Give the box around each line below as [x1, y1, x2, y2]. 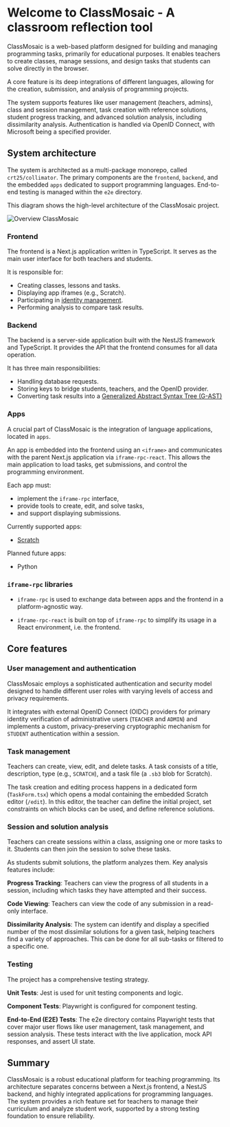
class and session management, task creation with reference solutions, [7, 105, 208, 114]
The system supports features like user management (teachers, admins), [7, 98, 213, 106]
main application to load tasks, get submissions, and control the [7, 460, 187, 468]
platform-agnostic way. [16, 602, 84, 610]
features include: [7, 866, 55, 874]
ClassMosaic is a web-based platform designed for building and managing [7, 42, 218, 50]
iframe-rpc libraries [7, 579, 73, 589]
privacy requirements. [7, 694, 69, 702]
